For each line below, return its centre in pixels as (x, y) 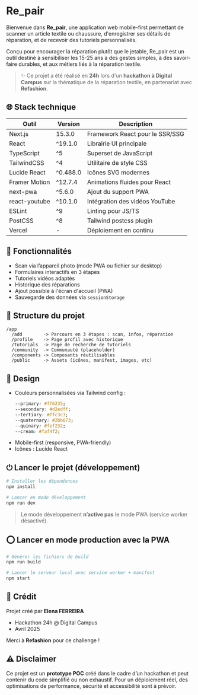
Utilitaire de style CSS (117, 162)
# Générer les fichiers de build (47, 557)
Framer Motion (30, 182)
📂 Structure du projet (45, 315)
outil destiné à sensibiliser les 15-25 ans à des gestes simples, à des (89, 58)
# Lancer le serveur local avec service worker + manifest (81, 573)
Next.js (19, 133)
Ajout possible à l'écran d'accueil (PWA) (64, 291)
